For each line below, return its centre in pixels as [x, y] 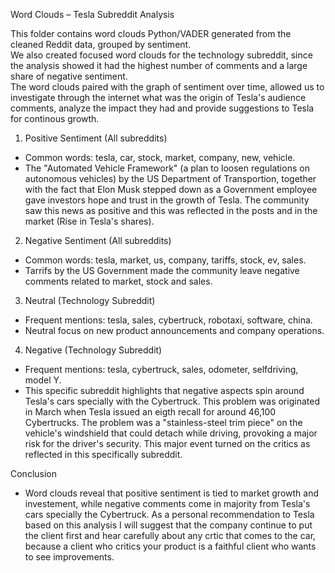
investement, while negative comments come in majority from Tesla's [167, 503]
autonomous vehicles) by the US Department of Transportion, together [170, 178]
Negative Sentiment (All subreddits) [98, 240]
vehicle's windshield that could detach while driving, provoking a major [171, 433]
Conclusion [34, 473]
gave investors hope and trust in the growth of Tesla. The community [167, 200]
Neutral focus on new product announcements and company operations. [174, 330]
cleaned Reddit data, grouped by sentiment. [101, 44]
